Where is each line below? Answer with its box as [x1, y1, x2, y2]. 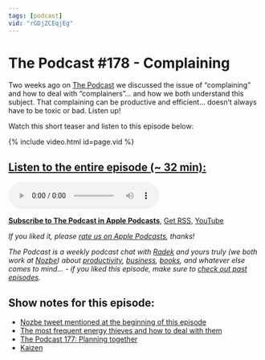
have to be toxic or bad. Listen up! [8, 106, 121, 116]
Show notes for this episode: [8, 296, 155, 309]
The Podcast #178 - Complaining [8, 54, 230, 72]
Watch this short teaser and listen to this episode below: [8, 121, 194, 131]
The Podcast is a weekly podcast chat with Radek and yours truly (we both [8, 247, 258, 257]
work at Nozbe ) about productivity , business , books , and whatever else [8, 256, 246, 265]
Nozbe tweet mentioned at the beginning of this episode [19, 317, 207, 327]
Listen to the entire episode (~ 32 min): [8, 160, 207, 174]
